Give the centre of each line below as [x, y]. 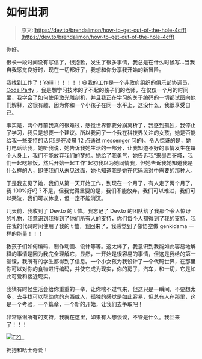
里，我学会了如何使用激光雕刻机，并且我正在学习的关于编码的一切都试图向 [98, 97]
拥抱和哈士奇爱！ [27, 350]
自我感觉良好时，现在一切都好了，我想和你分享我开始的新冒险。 [85, 69]
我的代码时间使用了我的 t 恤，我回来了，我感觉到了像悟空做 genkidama [99, 226]
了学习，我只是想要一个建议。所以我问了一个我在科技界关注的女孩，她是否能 [101, 132]
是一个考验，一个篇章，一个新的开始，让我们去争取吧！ [75, 304]
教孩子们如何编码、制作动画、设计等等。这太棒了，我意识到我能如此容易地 [98, 246]
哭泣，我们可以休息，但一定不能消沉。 [59, 198]
